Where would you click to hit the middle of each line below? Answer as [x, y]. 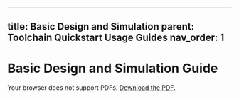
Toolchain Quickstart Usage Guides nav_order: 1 [116, 38]
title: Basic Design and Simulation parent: [101, 27]
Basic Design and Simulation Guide [113, 68]
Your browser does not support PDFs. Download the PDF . [91, 88]
